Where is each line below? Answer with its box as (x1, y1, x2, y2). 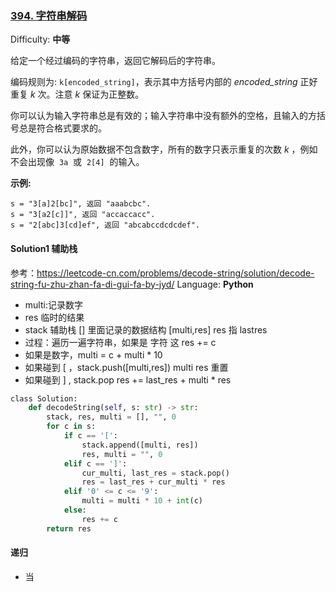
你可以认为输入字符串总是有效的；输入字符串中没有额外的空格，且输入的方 (10, 110, 317, 122)
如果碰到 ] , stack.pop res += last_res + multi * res (24, 373, 232, 386)
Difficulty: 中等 (10, 33, 71, 46)
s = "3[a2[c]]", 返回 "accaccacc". (10, 210, 156, 220)
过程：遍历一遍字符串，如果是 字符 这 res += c (24, 336, 217, 348)
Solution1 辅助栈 (10, 242, 78, 254)
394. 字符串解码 (10, 8, 88, 22)
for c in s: (46, 422, 97, 432)
